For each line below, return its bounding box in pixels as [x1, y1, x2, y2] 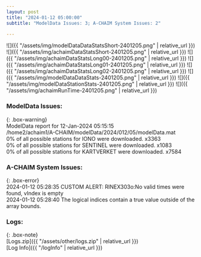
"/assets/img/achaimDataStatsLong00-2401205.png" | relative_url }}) [14, 55, 187, 62]
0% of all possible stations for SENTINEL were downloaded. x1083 [6, 142, 173, 149]
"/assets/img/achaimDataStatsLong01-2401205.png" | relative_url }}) [14, 61, 186, 68]
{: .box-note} [6, 231, 38, 239]
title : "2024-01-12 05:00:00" [6, 15, 83, 21]
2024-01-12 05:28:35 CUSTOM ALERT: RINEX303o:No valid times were [6, 183, 185, 190]
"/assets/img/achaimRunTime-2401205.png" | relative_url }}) [6, 87, 157, 94]
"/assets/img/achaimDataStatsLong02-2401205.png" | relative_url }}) [14, 68, 186, 75]
